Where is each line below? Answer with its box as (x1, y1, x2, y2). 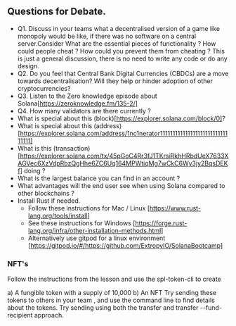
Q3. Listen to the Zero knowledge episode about (17, 92, 158, 100)
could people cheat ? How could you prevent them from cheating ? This (17, 46, 225, 55)
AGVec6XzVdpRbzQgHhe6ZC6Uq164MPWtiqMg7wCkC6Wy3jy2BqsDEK (17, 158, 228, 168)
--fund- (199, 303, 223, 312)
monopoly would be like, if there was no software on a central (17, 32, 197, 40)
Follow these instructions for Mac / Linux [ (27, 203, 150, 212)
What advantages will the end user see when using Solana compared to (17, 181, 225, 189)
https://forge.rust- (134, 218, 188, 227)
